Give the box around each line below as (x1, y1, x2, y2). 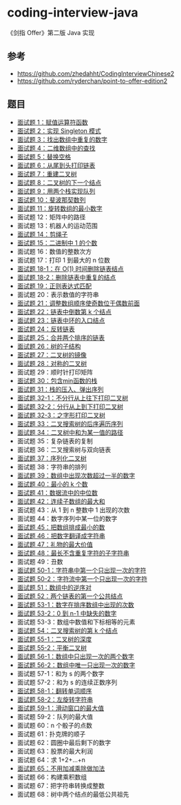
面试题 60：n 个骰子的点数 (17, 721, 93, 729)
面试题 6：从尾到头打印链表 (17, 161, 96, 170)
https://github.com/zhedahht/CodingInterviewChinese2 (17, 69, 175, 77)
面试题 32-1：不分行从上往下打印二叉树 (17, 394, 129, 402)
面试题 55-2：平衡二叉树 (17, 643, 87, 652)
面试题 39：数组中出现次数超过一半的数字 (17, 471, 136, 480)
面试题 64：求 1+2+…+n (17, 755, 86, 764)
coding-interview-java (7, 5, 139, 21)
